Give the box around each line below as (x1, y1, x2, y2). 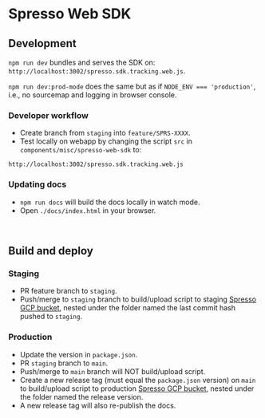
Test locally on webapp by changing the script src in (19, 136, 193, 146)
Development (8, 37, 77, 50)
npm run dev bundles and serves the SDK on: (8, 57, 156, 67)
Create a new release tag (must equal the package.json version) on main (19, 375, 256, 384)
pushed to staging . (19, 312, 82, 321)
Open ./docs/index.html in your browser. (19, 205, 156, 215)
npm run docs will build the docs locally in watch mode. (19, 197, 201, 207)
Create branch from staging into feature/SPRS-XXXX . (19, 128, 192, 138)
